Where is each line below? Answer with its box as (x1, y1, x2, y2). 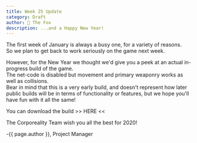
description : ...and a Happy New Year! (6, 25, 104, 31)
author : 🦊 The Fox (6, 19, 51, 25)
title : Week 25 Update (6, 8, 62, 15)
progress (6, 65, 28, 72)
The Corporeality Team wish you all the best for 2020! (6, 119, 137, 127)
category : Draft (6, 14, 46, 20)
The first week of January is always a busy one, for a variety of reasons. (6, 41, 182, 48)
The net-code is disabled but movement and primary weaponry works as (6, 71, 183, 78)
